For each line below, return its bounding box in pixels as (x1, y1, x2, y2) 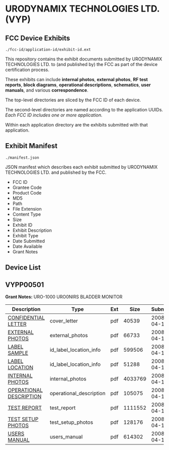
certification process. (5, 67, 49, 73)
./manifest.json (5, 155, 39, 160)
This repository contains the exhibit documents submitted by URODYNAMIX (5, 56, 162, 62)
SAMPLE (8, 350, 29, 357)
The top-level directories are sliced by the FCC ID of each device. (5, 97, 141, 103)
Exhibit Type (12, 232, 39, 238)
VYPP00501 (5, 280, 44, 289)
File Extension (12, 206, 42, 212)
